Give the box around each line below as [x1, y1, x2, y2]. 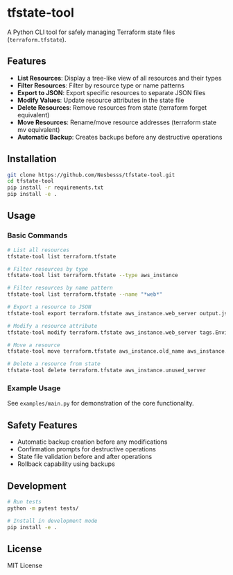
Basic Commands [7, 231, 68, 240]
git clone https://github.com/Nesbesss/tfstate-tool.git [7, 172, 175, 178]
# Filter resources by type [7, 265, 89, 272]
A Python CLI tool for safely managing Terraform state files [7, 28, 175, 36]
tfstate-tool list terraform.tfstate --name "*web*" [7, 291, 163, 298]
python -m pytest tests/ [7, 505, 79, 512]
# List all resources [7, 247, 70, 253]
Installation [7, 153, 57, 165]
